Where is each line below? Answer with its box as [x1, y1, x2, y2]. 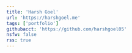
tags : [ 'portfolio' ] [6, 20, 59, 26]
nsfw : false [6, 32, 37, 38]
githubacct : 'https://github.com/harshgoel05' [6, 26, 127, 32]
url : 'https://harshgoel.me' [6, 15, 81, 21]
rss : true [6, 37, 32, 43]
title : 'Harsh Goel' [6, 9, 59, 15]
